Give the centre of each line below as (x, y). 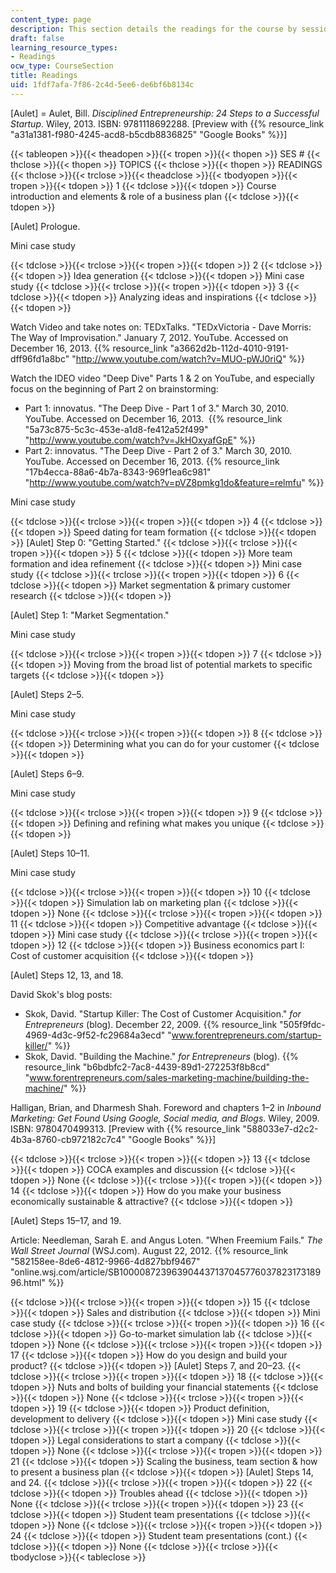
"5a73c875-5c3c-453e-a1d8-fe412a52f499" (116, 429)
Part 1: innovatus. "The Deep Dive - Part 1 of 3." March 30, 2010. (156, 408)
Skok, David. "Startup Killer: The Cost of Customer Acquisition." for (163, 1013)
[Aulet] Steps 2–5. (47, 694)
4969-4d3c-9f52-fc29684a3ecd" (95, 1035)
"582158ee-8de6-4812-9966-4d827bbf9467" (105, 1261)
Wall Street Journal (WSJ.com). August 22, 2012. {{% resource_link (149, 1250)
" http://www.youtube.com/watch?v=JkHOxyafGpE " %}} (140, 440)
